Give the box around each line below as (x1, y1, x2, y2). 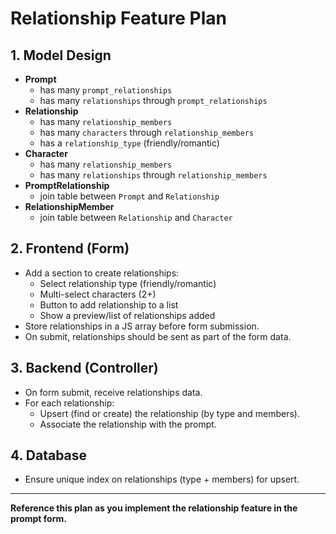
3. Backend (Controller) (10, 360, 159, 377)
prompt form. (10, 513, 67, 525)
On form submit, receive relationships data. (24, 386, 203, 398)
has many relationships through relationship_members (39, 169, 268, 181)
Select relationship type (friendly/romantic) (39, 277, 217, 289)
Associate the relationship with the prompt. (39, 418, 217, 430)
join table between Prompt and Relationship (39, 190, 220, 202)
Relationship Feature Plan (10, 7, 227, 30)
